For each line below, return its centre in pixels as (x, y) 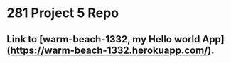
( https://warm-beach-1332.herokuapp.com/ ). (111, 50)
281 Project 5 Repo (63, 13)
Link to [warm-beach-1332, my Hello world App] (116, 39)
